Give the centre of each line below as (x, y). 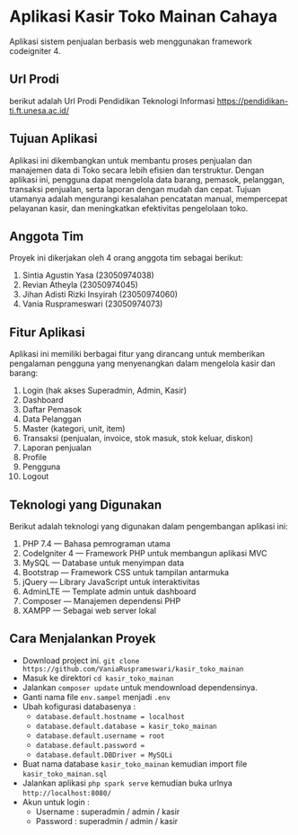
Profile (35, 457)
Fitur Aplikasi (47, 332)
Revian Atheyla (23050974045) (80, 285)
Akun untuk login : (56, 802)
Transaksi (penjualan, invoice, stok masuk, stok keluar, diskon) (138, 439)
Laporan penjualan (57, 448)
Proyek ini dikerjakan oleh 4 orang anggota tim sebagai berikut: (127, 258)
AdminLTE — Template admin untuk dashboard (109, 591)
